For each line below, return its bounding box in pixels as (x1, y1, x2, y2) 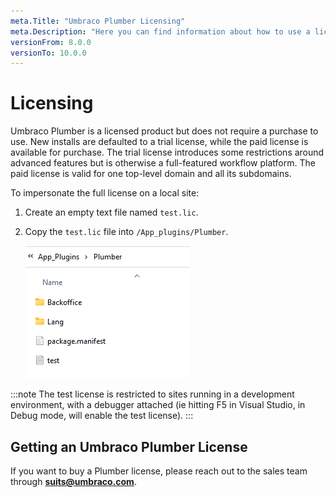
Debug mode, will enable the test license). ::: (10, 410, 194, 422)
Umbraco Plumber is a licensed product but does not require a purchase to (10, 125, 319, 137)
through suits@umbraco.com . (10, 476, 137, 487)
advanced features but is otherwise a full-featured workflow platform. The (10, 157, 316, 169)
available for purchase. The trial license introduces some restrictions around (10, 146, 325, 159)
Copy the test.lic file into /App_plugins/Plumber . (24, 226, 229, 238)
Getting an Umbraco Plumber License (10, 438, 248, 455)
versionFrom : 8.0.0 (10, 37, 92, 47)
